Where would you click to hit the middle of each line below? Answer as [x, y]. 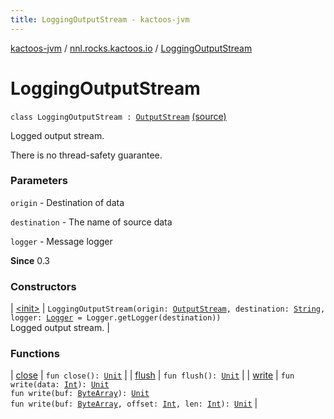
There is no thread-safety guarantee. [86, 155]
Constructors [43, 286]
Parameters [39, 181]
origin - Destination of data [67, 202]
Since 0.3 [30, 260]
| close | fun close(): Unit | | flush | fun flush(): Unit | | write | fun [152, 375]
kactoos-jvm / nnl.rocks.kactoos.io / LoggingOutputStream [131, 48]
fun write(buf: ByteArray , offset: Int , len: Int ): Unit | [134, 403]
